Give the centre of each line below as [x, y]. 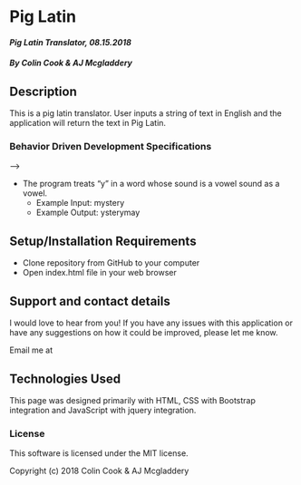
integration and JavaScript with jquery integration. [103, 410]
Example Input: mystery [80, 203]
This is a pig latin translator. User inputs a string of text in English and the [146, 113]
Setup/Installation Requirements [103, 241]
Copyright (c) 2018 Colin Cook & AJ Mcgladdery [99, 471]
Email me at [31, 350]
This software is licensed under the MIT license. [99, 453]
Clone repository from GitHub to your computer [111, 263]
